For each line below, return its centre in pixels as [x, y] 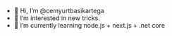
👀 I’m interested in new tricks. [57, 18]
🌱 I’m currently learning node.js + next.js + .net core [90, 25]
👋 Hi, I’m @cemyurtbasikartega [59, 11]
